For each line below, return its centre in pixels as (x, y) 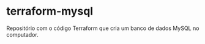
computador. (22, 34)
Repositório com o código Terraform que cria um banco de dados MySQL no (103, 28)
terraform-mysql (50, 11)
